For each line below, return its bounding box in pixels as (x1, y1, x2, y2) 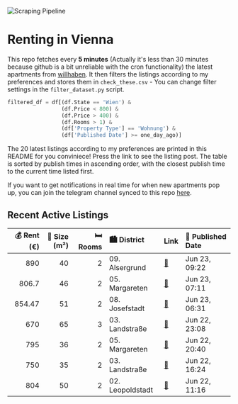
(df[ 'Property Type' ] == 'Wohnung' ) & (61, 125, 176, 133)
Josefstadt (108, 303, 145, 313)
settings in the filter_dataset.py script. (7, 85, 125, 94)
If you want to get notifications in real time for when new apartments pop (7, 181, 220, 189)
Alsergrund (108, 263, 147, 272)
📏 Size (47, 231, 69, 241)
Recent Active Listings (7, 209, 109, 221)
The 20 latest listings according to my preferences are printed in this (7, 145, 208, 153)
